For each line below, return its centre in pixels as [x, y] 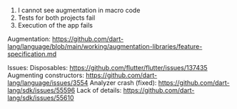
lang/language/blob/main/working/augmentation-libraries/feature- [105, 46]
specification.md [32, 54]
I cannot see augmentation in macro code [79, 10]
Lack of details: [99, 90]
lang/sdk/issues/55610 [41, 98]
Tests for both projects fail [56, 18]
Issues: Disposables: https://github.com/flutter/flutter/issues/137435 [108, 68]
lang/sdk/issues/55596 [41, 90]
